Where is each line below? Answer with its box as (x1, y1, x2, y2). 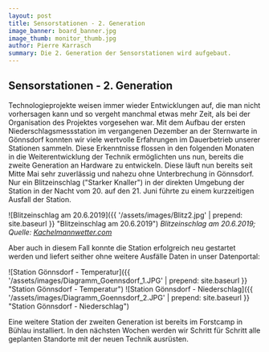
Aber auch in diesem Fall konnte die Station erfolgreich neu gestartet (8, 242, 236, 252)
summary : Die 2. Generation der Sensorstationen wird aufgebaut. (8, 49, 231, 57)
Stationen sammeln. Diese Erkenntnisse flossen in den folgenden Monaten (8, 143, 255, 153)
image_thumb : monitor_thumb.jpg (8, 34, 116, 43)
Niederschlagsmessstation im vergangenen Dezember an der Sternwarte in (8, 126, 258, 135)
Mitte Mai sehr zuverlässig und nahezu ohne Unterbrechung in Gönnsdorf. (8, 168, 255, 178)
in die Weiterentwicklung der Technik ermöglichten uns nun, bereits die (8, 151, 244, 161)
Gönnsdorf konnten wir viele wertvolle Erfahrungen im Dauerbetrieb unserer (8, 135, 261, 144)
